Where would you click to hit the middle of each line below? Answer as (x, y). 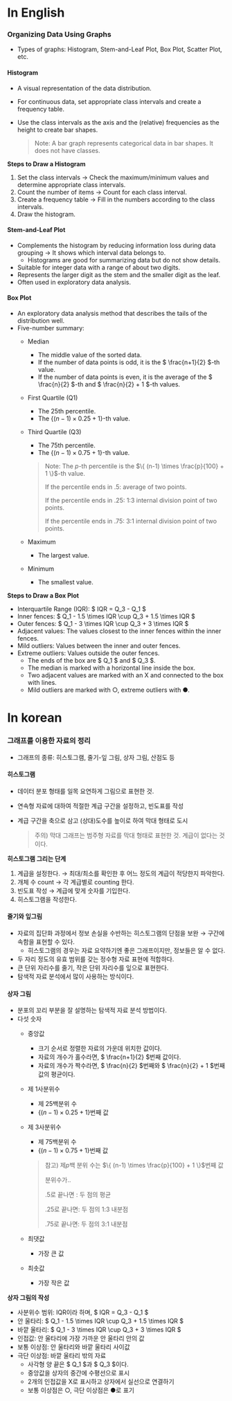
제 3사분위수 (44, 1127)
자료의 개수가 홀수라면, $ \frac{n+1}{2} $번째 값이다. (109, 1057)
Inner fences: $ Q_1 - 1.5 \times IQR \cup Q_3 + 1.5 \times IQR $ (106, 616)
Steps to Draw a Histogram (46, 163)
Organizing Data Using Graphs (60, 35)
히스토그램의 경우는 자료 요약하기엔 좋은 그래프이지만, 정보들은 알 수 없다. (126, 950)
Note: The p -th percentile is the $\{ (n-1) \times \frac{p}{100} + (134, 466)
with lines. (42, 683)
